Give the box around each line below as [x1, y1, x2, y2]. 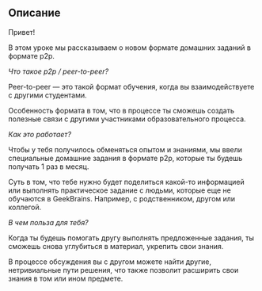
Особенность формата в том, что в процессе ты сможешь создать [8, 105, 235, 115]
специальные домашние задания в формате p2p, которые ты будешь [8, 153, 243, 163]
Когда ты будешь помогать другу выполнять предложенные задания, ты [8, 233, 255, 243]
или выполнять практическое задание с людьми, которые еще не [8, 186, 231, 195]
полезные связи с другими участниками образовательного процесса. [8, 114, 247, 124]
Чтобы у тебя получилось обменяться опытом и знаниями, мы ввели [8, 144, 243, 154]
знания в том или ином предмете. [8, 274, 123, 283]
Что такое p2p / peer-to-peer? [8, 67, 109, 76]
